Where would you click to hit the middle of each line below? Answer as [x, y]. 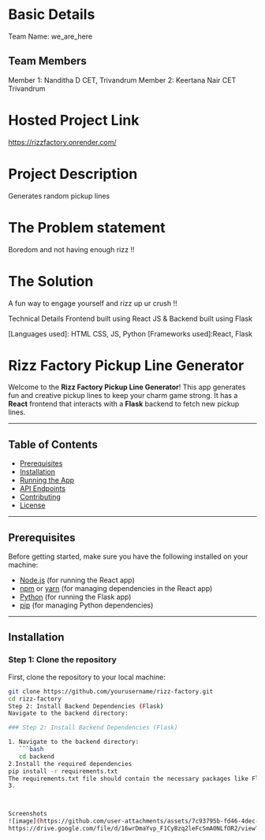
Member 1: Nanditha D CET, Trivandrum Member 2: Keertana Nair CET [122, 80]
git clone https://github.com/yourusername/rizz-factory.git [111, 691]
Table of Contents [53, 444]
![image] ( [24, 821]
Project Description [73, 174]
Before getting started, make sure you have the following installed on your [128, 556]
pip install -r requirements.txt [63, 771]
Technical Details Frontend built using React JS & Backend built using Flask [130, 318]
